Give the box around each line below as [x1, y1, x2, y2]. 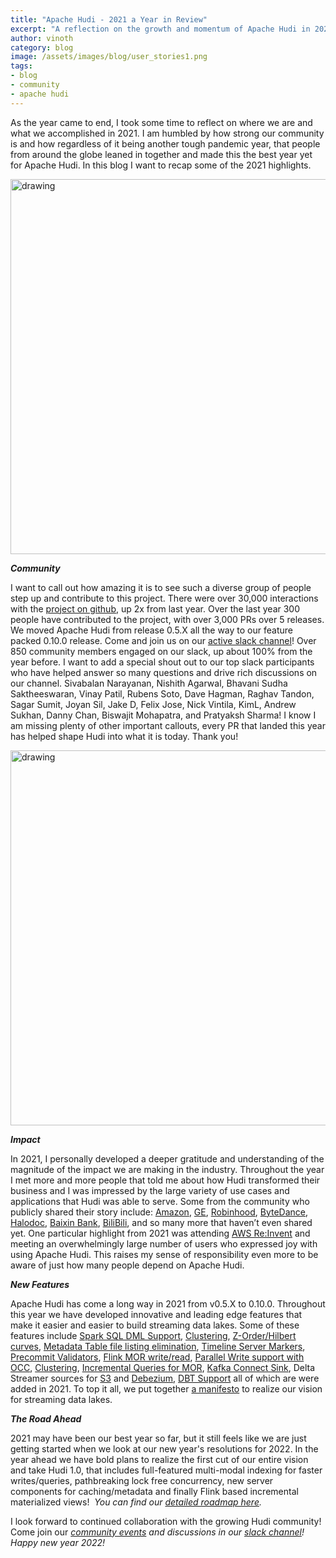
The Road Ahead [10, 1412, 82, 1425]
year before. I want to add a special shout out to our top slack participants [10, 656, 315, 668]
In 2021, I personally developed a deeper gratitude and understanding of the [10, 1152, 325, 1165]
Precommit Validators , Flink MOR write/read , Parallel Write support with [10, 1351, 305, 1363]
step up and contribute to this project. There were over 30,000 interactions [10, 592, 319, 604]
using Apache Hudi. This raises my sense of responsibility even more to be [10, 1248, 319, 1260]
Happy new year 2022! [10, 1536, 106, 1548]
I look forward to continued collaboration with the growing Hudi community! [10, 1515, 322, 1527]
